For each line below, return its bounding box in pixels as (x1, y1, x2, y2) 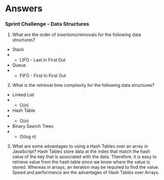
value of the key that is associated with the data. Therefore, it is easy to (12, 154, 157, 160)
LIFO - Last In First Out (19, 57, 66, 63)
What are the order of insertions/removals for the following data (12, 32, 141, 37)
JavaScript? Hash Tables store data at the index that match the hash (12, 148, 151, 154)
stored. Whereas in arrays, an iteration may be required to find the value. (12, 164, 160, 170)
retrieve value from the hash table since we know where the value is (12, 159, 150, 165)
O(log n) (19, 134, 37, 140)
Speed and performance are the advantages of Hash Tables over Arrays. (12, 170, 160, 176)
